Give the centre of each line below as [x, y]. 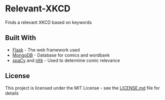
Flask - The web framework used [46, 50]
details [12, 93]
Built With [21, 38]
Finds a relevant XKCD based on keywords [49, 22]
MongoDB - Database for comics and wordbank [61, 55]
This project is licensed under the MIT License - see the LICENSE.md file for [82, 88]
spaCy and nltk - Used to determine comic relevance [66, 60]
